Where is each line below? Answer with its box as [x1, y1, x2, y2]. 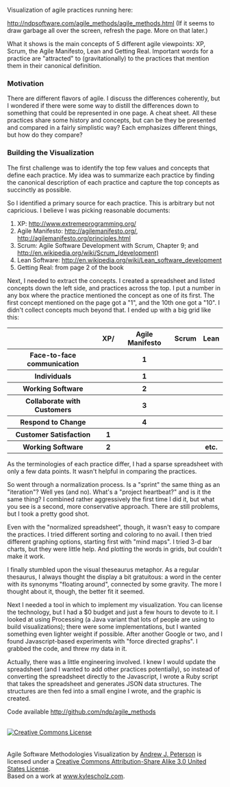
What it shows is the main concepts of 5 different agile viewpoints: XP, [7, 40, 206, 47]
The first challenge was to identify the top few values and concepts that [7, 163, 210, 172]
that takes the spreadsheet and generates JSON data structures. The [7, 679, 202, 687]
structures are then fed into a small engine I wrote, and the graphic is [7, 687, 202, 695]
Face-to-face [29, 350, 77, 360]
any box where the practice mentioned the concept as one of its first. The [7, 291, 215, 299]
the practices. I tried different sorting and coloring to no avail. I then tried [7, 530, 212, 538]
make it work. [7, 552, 46, 560]
